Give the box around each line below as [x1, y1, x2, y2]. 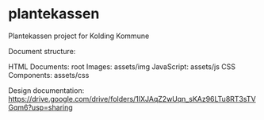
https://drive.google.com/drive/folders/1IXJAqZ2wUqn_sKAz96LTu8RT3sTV [8, 94, 256, 103]
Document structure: [8, 46, 76, 56]
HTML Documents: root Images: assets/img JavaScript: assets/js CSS [8, 61, 236, 72]
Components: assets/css [8, 70, 90, 79]
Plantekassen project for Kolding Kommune [8, 31, 150, 41]
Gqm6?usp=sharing [8, 103, 73, 112]
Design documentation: [8, 85, 85, 95]
